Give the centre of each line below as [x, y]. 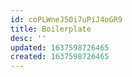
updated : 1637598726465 [60, 47]
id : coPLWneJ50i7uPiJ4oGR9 [66, 19]
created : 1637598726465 [60, 57]
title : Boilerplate [51, 29]
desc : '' [28, 38]
